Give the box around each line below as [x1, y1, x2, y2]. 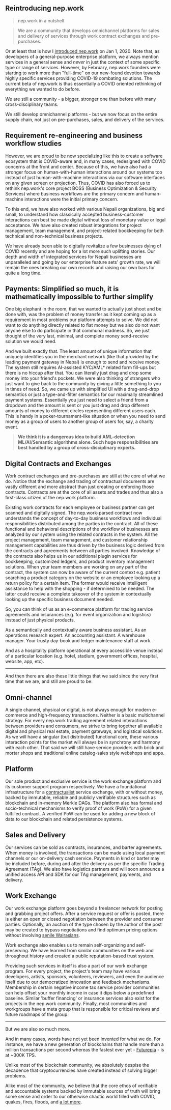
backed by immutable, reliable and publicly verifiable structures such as [5, 794, 156, 801]
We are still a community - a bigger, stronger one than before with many [5, 96, 156, 102]
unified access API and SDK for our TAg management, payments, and [5, 871, 151, 877]
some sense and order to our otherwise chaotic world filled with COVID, [5, 1093, 156, 1099]
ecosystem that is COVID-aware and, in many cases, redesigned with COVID [5, 158, 166, 164]
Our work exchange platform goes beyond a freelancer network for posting [5, 905, 163, 911]
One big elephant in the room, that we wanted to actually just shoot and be [5, 306, 162, 312]
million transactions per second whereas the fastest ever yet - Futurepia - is [5, 1046, 164, 1052]
